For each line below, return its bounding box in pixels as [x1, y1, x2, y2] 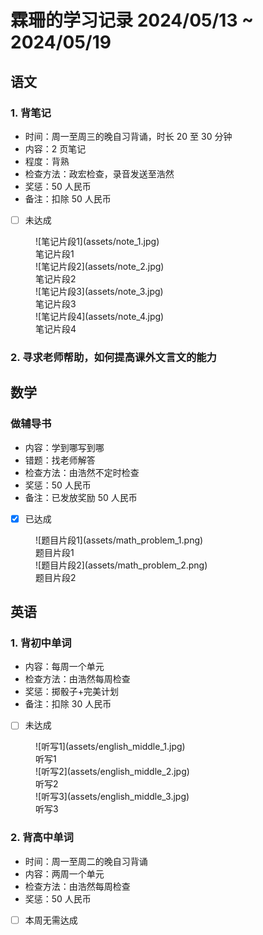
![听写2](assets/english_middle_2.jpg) [35, 766, 190, 778]
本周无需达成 [24, 914, 78, 926]
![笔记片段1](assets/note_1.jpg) [35, 235, 160, 247]
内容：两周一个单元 [24, 867, 105, 880]
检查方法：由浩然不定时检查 [24, 466, 140, 478]
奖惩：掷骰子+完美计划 [24, 686, 120, 698]
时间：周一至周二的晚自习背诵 [24, 855, 148, 867]
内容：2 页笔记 [24, 142, 87, 155]
